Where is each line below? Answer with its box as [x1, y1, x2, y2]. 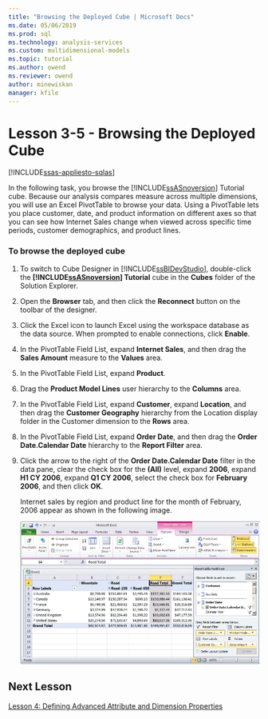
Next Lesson [8, 680, 73, 693]
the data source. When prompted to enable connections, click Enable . [19, 329, 250, 338]
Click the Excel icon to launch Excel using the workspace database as [19, 320, 250, 330]
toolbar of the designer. [19, 305, 97, 314]
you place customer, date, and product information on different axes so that [8, 209, 257, 218]
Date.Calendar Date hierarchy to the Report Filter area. [19, 440, 203, 449]
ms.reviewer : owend [8, 72, 73, 80]
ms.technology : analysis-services [8, 38, 124, 46]
